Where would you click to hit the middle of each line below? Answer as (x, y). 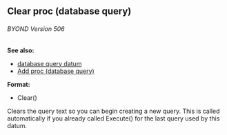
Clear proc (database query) (69, 11)
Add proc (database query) (56, 71)
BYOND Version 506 (36, 29)
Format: (19, 84)
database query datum (49, 63)
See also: (21, 50)
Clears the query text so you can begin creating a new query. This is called (113, 111)
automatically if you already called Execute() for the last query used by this (113, 118)
